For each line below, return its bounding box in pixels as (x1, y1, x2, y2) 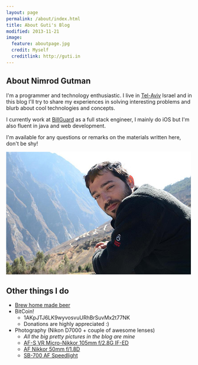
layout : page (6, 9, 38, 15)
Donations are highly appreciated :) (23, 321, 109, 328)
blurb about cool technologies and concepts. (6, 104, 115, 111)
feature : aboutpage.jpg (11, 41, 70, 47)
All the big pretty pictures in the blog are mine (23, 333, 135, 340)
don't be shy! (6, 140, 38, 147)
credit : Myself (11, 47, 49, 53)
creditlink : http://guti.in (11, 53, 81, 59)
